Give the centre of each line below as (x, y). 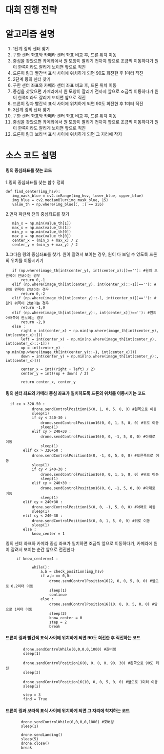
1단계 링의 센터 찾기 (31, 49)
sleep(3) (32, 672)
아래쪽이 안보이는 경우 (24, 318)
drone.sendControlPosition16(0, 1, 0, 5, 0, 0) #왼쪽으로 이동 (94, 409)
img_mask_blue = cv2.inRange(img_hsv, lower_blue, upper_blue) (78, 196)
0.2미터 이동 (22, 586)
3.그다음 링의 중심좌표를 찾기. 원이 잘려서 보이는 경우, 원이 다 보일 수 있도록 (77, 254)
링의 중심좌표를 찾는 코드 (29, 170)
